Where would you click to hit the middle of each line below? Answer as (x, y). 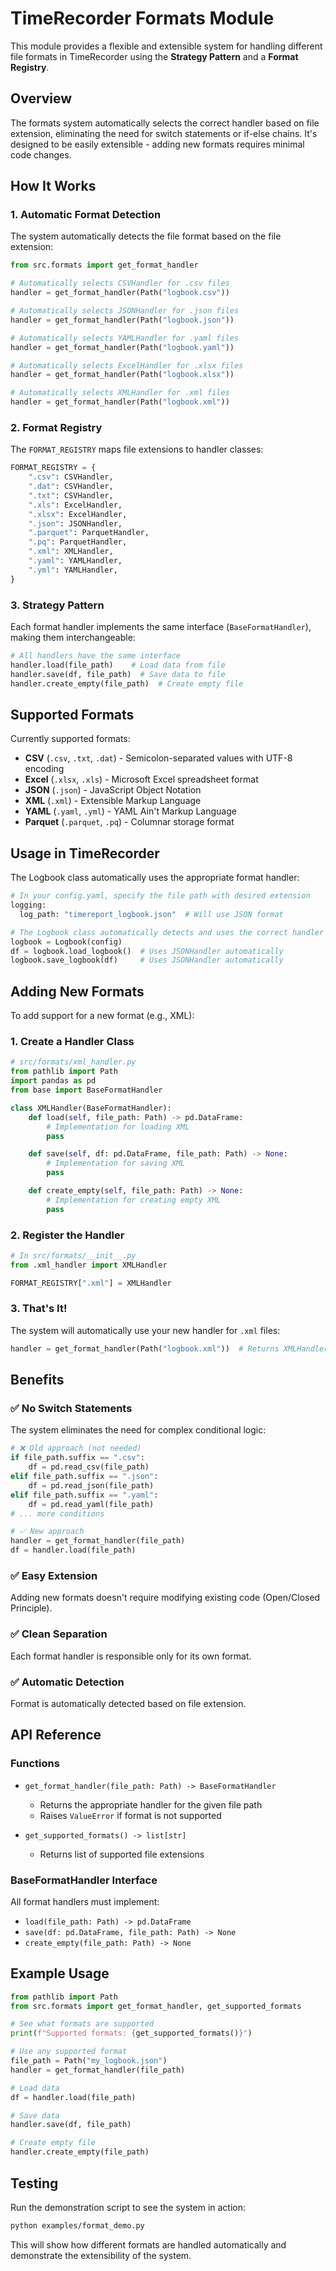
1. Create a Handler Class (72, 1042)
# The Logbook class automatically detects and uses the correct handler (167, 932)
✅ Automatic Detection (67, 1682)
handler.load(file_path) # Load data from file (118, 665)
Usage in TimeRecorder (85, 853)
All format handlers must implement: (85, 1901)
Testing (34, 2183)
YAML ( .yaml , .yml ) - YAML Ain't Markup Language (130, 811)
